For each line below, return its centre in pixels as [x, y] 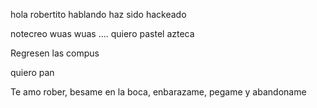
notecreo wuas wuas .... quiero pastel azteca [102, 33]
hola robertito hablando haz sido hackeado [98, 14]
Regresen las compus [55, 53]
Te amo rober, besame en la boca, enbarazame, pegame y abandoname [158, 92]
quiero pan [32, 72]
